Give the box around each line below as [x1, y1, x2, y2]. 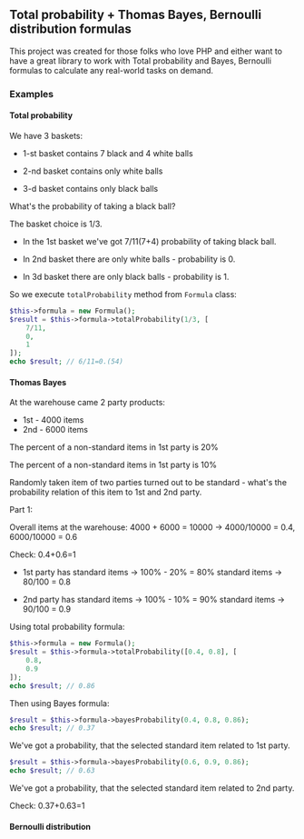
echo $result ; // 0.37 [9, 724, 95, 733]
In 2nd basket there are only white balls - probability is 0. [22, 254, 236, 265]
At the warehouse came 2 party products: [9, 397, 166, 408]
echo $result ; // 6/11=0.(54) [9, 357, 124, 366]
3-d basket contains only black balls [22, 183, 159, 194]
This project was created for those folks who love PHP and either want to [9, 45, 283, 56]
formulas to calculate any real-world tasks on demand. [9, 65, 214, 75]
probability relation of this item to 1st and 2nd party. [9, 486, 202, 498]
